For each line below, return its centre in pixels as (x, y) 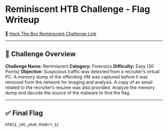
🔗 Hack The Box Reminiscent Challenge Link (51, 33)
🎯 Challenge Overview (40, 54)
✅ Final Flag (24, 113)
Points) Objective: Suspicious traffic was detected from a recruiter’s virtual (82, 71)
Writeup (22, 20)
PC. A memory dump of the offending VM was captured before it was (76, 76)
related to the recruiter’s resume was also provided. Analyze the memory (80, 87)
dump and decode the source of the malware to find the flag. (68, 92)
